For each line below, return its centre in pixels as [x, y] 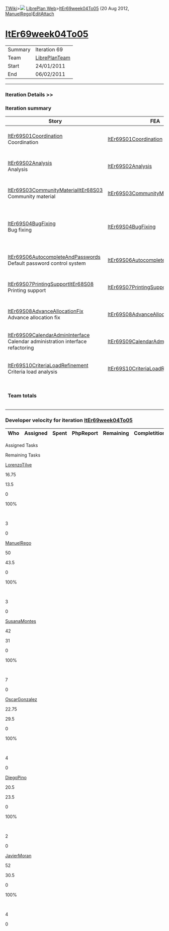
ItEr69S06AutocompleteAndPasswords [54, 257]
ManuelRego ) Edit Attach [30, 14]
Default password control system [47, 263]
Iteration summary [28, 108]
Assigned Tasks [22, 445]
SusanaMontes [21, 621]
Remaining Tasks [23, 455]
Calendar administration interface [47, 341]
